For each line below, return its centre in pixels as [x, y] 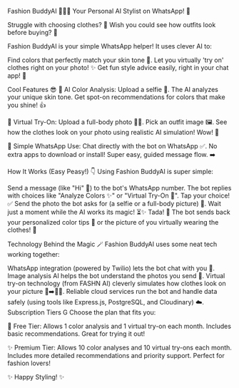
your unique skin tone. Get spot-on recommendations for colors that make [117, 97]
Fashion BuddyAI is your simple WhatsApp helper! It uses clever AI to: [110, 46]
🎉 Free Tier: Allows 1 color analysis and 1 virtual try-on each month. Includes [119, 326]
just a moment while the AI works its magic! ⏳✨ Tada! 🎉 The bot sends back [119, 212]
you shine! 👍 [27, 105]
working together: [34, 254]
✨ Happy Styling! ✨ [36, 377]
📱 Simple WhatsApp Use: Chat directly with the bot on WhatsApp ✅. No [112, 146]
